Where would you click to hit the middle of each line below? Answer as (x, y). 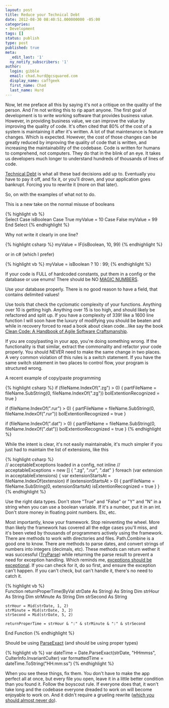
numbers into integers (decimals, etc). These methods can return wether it (82, 549)
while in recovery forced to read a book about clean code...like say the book (84, 326)
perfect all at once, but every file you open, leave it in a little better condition (84, 679)
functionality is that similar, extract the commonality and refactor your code (83, 346)
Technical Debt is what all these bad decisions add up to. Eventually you (80, 173)
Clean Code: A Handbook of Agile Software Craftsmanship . (67, 331)
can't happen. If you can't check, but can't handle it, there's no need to (79, 571)
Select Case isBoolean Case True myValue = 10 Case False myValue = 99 (81, 219)
